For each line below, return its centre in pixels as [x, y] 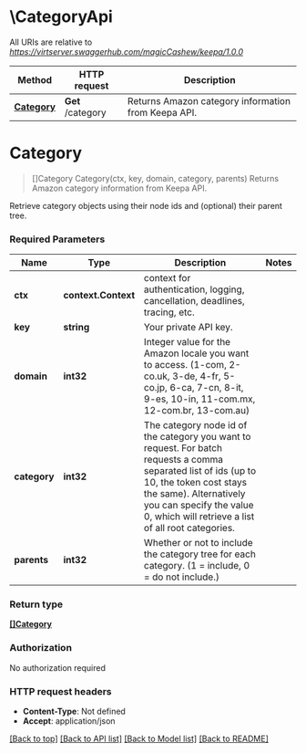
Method [35, 79]
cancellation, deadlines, [195, 301]
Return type [36, 604]
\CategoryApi [61, 17]
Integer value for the [187, 342]
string [76, 328]
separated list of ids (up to [200, 471]
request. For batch [184, 448]
